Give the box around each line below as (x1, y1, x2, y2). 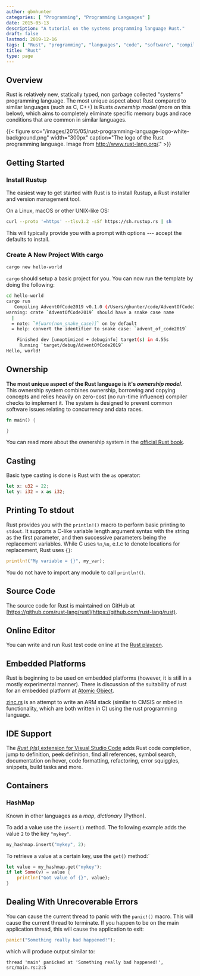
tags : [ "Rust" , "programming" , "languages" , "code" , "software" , (6, 42, 174, 48)
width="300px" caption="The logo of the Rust (50, 134, 164, 141)
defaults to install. (6, 236, 50, 243)
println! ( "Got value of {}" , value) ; (17, 875, 111, 881)
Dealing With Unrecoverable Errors (6, 897, 139, 907)
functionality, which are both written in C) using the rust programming (6, 705, 177, 712)
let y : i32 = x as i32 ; (6, 489, 65, 495)
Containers (6, 780, 49, 791)
